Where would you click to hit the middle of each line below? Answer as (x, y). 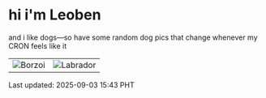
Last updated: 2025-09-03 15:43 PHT (72, 85)
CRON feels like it (38, 45)
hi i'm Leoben (55, 15)
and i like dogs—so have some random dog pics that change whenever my (133, 37)
